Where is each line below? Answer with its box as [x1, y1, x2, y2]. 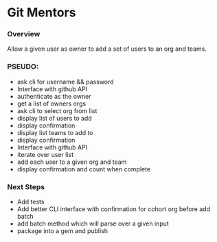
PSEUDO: [7, 62, 39, 71]
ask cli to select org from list [16, 106, 98, 114]
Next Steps [7, 182, 45, 191]
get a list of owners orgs [16, 99, 87, 108]
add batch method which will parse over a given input [16, 219, 170, 228]
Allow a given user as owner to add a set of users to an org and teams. [7, 45, 207, 53]
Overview [7, 29, 41, 39]
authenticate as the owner [16, 92, 91, 100]
